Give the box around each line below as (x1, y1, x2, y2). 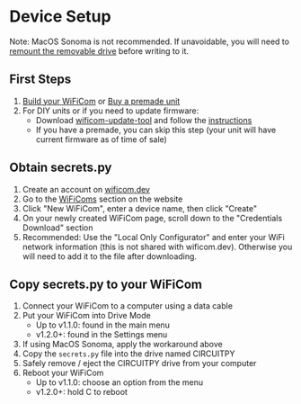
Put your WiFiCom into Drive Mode (22, 310, 151, 321)
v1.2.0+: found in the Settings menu (35, 329, 168, 340)
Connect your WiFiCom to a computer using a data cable (22, 301, 234, 311)
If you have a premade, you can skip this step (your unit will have (35, 124, 277, 135)
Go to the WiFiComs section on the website (22, 193, 183, 204)
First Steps (9, 72, 72, 87)
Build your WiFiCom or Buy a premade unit (22, 95, 181, 106)
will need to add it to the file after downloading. (22, 250, 198, 262)
